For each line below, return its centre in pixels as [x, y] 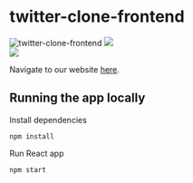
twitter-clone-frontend [97, 17]
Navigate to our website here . [65, 69]
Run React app [37, 153]
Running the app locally [77, 98]
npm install [32, 136]
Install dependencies [48, 120]
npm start [28, 169]
